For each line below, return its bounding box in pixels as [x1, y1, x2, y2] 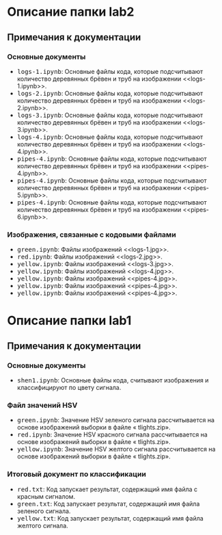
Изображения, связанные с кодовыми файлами [7, 230, 176, 239]
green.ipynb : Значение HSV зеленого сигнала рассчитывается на [16, 416, 215, 424]
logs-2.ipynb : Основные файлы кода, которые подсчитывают [16, 89, 204, 97]
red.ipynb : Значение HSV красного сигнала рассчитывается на [16, 430, 208, 439]
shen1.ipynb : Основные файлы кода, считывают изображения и [16, 376, 209, 384]
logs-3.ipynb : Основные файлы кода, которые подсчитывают [16, 111, 204, 119]
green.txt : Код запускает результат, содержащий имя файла [16, 499, 200, 508]
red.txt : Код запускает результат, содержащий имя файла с [16, 485, 198, 493]
